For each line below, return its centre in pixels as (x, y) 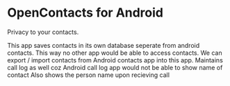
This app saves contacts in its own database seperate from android (104, 45)
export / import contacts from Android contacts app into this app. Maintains (115, 60)
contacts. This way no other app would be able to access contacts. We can (115, 53)
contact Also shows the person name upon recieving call (89, 75)
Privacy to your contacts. (43, 32)
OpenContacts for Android (85, 13)
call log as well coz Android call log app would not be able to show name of (115, 67)
